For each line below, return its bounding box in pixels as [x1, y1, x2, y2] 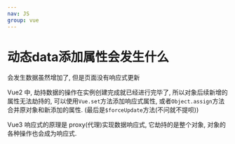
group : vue [7, 17, 39, 24]
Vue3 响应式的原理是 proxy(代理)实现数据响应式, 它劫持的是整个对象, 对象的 [7, 120, 226, 129]
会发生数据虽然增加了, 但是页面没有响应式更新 [7, 73, 140, 82]
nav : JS [7, 10, 30, 17]
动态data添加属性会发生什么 [7, 49, 170, 65]
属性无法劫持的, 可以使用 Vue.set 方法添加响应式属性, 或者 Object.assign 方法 [7, 97, 225, 106]
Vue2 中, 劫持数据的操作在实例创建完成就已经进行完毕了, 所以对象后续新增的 [7, 88, 228, 96]
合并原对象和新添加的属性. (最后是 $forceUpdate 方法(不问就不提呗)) [7, 106, 199, 114]
